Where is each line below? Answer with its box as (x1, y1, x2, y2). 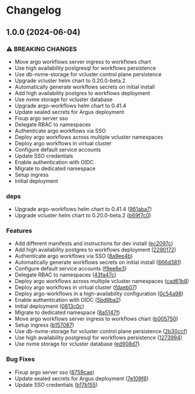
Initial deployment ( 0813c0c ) (14, 302, 84, 310)
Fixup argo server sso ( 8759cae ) (14, 369, 95, 376)
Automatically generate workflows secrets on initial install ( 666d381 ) (14, 259, 181, 266)
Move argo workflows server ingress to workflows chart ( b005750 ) (14, 315, 178, 323)
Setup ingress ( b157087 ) (14, 321, 74, 328)
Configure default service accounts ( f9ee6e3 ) (14, 265, 127, 272)
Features (6, 227, 32, 235)
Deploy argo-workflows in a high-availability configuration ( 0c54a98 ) (14, 290, 184, 297)
